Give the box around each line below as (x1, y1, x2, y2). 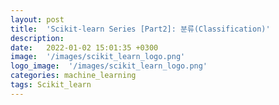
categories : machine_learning (10, 71, 137, 81)
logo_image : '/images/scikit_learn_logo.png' (10, 61, 208, 71)
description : (10, 33, 65, 43)
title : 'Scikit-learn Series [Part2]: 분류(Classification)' (10, 24, 271, 34)
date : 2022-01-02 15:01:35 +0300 (10, 42, 159, 53)
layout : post (10, 14, 65, 25)
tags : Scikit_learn (10, 80, 92, 90)
